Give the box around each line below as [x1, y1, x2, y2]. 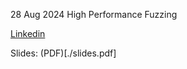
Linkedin [10, 28, 46, 39]
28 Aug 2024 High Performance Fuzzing [10, 9, 178, 20]
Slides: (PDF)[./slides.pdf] [10, 47, 117, 59]
